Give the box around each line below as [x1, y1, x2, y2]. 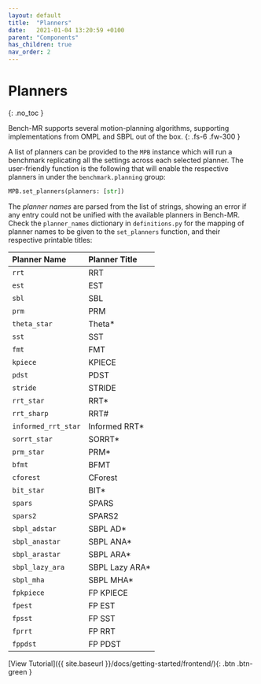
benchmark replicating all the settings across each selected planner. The [8, 155, 244, 165]
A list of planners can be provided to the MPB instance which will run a [8, 147, 233, 156]
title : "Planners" [8, 19, 72, 27]
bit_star [12, 485, 45, 495]
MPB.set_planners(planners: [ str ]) [8, 187, 125, 195]
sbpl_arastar [12, 549, 61, 559]
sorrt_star [12, 434, 53, 444]
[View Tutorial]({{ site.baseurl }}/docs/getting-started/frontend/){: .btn [8, 659, 236, 668]
